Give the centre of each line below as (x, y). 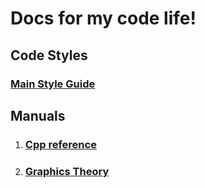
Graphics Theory (67, 171)
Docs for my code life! (103, 18)
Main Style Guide (53, 84)
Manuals (38, 115)
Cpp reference (60, 144)
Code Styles (49, 55)
